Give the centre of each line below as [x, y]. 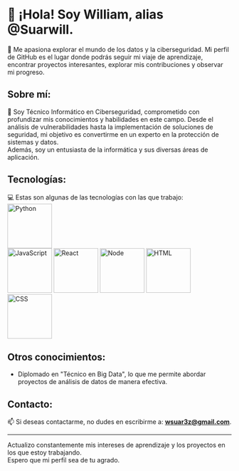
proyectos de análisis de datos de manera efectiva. [92, 382]
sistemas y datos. [33, 142]
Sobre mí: [29, 94]
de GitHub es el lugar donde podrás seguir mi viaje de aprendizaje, [105, 57]
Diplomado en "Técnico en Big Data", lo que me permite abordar [112, 374]
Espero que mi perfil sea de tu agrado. [64, 460]
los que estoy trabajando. [44, 452]
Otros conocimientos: [57, 357]
